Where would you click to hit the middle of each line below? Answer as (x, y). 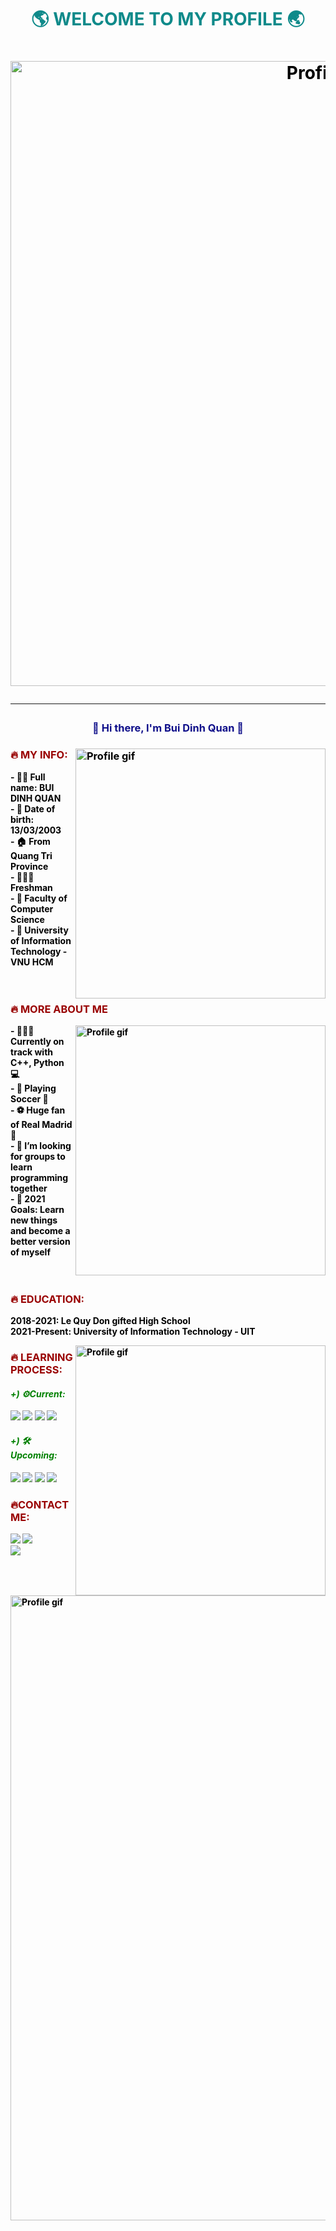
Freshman (31, 887)
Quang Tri (31, 855)
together (29, 1188)
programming (39, 1177)
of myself (30, 1252)
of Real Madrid (41, 1124)
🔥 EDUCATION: (47, 1299)
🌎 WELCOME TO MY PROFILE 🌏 (168, 19)
